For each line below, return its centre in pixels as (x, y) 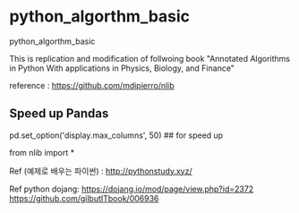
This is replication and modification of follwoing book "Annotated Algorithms (150, 58)
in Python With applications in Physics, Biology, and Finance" (122, 68)
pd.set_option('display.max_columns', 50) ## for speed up (116, 135)
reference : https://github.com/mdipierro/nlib (92, 85)
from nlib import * (42, 152)
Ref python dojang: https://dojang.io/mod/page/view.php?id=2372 (132, 189)
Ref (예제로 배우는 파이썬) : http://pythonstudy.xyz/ (101, 171)
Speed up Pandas (59, 114)
